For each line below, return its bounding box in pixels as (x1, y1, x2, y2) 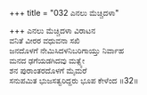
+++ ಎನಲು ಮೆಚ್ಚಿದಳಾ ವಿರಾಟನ (9, 26, 96, 36)
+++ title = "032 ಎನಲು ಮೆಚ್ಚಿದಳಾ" (9, 8, 119, 18)
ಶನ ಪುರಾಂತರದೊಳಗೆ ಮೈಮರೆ (9, 66, 87, 75)
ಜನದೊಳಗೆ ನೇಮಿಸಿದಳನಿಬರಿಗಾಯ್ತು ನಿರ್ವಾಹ (9, 45, 125, 56)
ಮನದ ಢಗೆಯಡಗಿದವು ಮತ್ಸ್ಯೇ (9, 55, 86, 66)
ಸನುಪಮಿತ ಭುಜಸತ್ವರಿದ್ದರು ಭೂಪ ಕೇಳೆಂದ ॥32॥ (9, 75, 139, 85)
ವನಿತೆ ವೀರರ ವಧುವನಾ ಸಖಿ (9, 36, 80, 45)
